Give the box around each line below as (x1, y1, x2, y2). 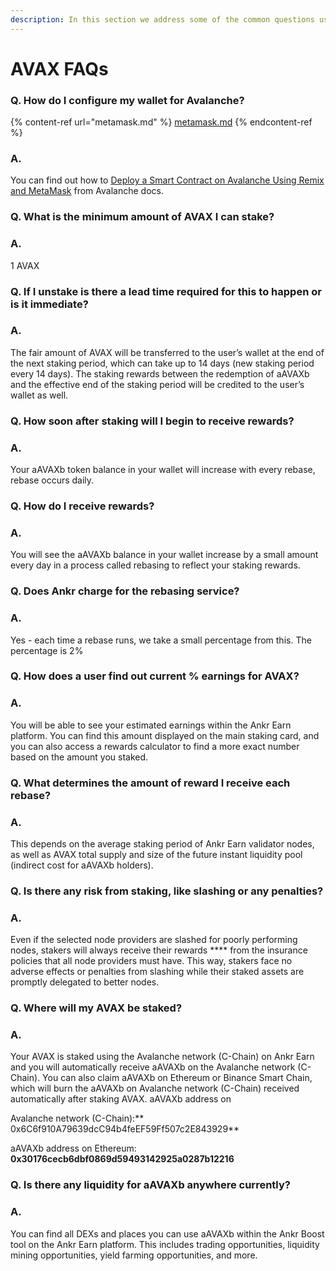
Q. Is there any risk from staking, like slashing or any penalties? (10, 884, 324, 898)
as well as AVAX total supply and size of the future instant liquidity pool (10, 848, 303, 860)
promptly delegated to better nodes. (10, 976, 160, 988)
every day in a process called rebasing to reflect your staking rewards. (10, 559, 301, 571)
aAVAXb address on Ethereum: (10, 1142, 137, 1155)
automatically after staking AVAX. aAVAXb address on (10, 1093, 232, 1105)
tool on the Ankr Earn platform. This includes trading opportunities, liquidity (10, 1238, 320, 1250)
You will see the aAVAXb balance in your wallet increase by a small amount (10, 549, 319, 561)
